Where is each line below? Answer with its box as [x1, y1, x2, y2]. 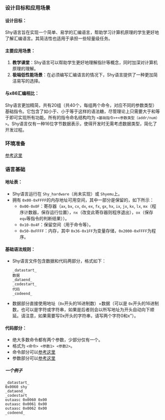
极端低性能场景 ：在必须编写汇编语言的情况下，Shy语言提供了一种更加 [12, 72, 154, 78]
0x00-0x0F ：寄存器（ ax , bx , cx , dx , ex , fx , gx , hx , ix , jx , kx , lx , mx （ [19, 203, 152, 209]
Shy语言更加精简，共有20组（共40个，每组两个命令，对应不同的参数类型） [5, 102, 157, 108]
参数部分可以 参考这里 [12, 355, 55, 361]
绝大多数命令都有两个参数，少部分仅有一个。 [12, 337, 103, 343]
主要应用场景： [5, 48, 35, 54]
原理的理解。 [12, 65, 38, 72]
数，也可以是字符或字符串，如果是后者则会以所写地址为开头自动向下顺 [12, 307, 155, 313]
